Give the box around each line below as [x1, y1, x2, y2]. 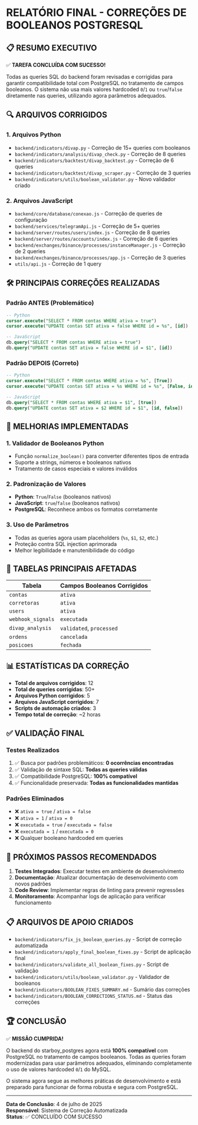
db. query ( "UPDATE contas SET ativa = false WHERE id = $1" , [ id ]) [6, 345, 173, 351]
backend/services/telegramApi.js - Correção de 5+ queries [14, 222, 160, 229]
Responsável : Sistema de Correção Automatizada [6, 1107, 128, 1114]
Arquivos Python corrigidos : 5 [14, 692, 90, 699]
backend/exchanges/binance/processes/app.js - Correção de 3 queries [14, 254, 186, 261]
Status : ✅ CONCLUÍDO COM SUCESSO [6, 1113, 103, 1120]
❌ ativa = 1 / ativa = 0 [14, 814, 73, 822]
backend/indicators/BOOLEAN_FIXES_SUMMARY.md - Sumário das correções [14, 985, 190, 993]
